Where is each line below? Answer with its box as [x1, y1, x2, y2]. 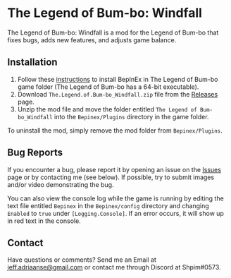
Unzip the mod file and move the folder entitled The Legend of [17, 104, 197, 114]
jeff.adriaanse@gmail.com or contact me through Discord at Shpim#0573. [7, 263, 221, 272]
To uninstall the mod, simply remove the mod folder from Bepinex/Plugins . [7, 126, 223, 135]
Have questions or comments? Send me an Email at [7, 255, 157, 264]
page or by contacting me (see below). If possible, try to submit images [7, 173, 215, 181]
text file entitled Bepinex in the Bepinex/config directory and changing [7, 201, 209, 210]
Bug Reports [7, 147, 63, 159]
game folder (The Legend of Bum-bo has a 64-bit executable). [17, 83, 199, 91]
